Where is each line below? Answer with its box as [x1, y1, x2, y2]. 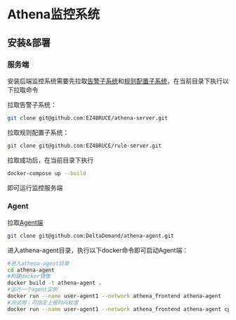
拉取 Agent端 [7, 218, 44, 226]
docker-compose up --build [7, 169, 86, 177]
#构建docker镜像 [7, 273, 51, 280]
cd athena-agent [7, 267, 55, 274]
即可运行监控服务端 [7, 184, 63, 192]
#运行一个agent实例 [7, 286, 58, 293]
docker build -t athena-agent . [7, 279, 102, 287]
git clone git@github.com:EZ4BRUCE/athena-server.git [7, 114, 169, 122]
